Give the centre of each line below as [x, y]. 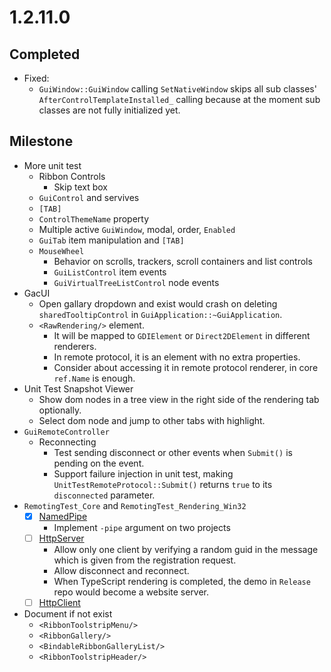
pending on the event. [99, 463]
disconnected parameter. [104, 495]
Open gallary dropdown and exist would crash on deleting [158, 303]
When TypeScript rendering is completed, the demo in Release [182, 581]
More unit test [52, 165]
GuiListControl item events [110, 272]
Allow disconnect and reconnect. [121, 570]
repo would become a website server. [131, 592]
